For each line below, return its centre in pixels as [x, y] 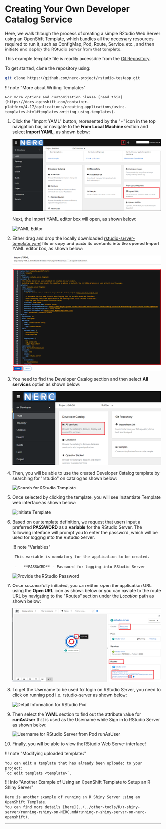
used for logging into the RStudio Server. [54, 537]
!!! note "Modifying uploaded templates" [46, 754]
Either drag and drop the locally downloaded [58, 238]
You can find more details [33, 807]
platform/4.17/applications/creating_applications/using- [66, 107]
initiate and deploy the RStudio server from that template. [63, 49]
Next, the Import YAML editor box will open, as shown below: [74, 219]
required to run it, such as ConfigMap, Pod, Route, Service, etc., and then [80, 44]
